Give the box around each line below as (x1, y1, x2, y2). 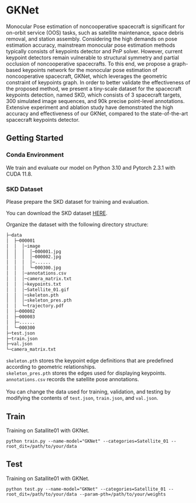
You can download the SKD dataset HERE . (6, 209, 108, 217)
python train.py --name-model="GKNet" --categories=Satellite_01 (6, 438, 169, 444)
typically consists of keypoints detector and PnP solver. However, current (6, 47, 183, 54)
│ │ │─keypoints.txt (6, 281, 61, 287)
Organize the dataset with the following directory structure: (6, 221, 149, 228)
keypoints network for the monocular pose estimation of (22, 66, 158, 73)
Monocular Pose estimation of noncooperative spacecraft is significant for (6, 23, 185, 30)
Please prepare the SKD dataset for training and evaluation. (6, 198, 149, 205)
